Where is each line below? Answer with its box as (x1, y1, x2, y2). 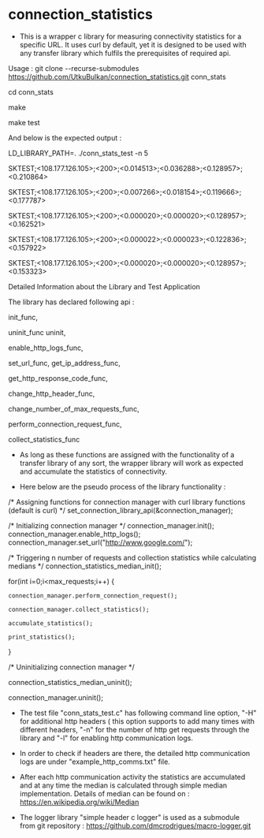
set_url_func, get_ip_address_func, (8, 358, 121, 367)
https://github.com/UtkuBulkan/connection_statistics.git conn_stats (8, 72, 226, 81)
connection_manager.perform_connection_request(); (8, 591, 178, 600)
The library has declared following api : (8, 297, 135, 307)
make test (8, 117, 41, 127)
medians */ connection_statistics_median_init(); (8, 561, 162, 571)
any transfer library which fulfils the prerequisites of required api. (19, 48, 231, 58)
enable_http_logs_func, (8, 343, 84, 352)
